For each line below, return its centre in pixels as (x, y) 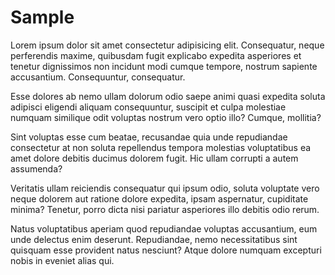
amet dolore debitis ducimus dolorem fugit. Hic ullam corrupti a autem (154, 158)
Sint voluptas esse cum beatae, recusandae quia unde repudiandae (149, 137)
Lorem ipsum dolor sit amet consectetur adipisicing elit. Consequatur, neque (167, 45)
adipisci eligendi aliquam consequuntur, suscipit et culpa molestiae (148, 107)
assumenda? (36, 168)
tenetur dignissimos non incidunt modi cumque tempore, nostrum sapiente (164, 66)
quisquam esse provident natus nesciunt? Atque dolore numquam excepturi (166, 250)
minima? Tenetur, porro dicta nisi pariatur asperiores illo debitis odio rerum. (165, 209)
